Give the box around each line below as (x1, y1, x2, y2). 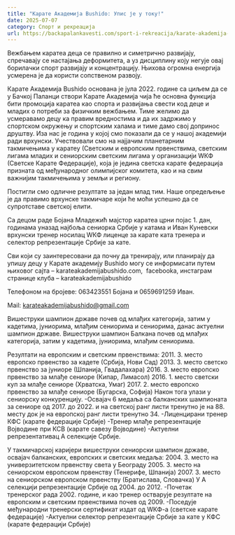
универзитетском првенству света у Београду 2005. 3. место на (7, 461, 201, 469)
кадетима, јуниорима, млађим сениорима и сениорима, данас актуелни (7, 322, 225, 331)
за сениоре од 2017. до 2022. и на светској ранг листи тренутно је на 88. (7, 403, 225, 411)
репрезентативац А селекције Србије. (7, 432, 121, 441)
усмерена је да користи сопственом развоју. (7, 71, 142, 80)
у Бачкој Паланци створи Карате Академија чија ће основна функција (7, 92, 216, 101)
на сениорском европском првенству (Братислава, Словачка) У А (7, 476, 206, 484)
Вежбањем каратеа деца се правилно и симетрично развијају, (7, 49, 196, 57)
